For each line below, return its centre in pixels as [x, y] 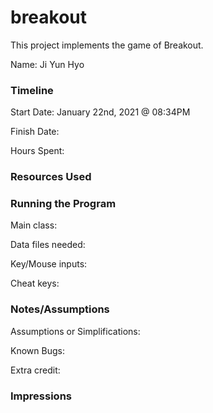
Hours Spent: [37, 151]
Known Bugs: [37, 350]
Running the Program [63, 204]
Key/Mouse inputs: [49, 264]
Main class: [34, 225]
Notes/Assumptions [60, 309]
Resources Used [51, 177]
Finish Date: [35, 132]
